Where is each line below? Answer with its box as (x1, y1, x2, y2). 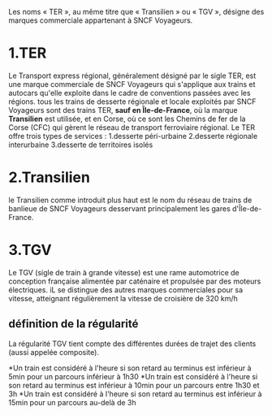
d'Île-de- (231, 203, 262, 214)
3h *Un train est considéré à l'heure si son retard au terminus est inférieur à (8, 389, 262, 399)
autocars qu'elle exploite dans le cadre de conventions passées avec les (8, 88, 251, 97)
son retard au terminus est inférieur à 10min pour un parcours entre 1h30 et (8, 380, 260, 390)
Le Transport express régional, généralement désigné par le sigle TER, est (8, 71, 257, 80)
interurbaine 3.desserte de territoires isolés (8, 140, 153, 149)
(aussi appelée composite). (8, 347, 100, 357)
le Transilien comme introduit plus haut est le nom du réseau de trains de (8, 195, 253, 205)
